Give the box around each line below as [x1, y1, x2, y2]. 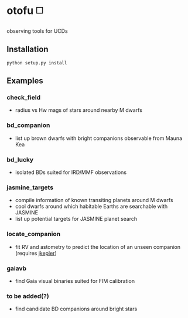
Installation [6, 45, 49, 54]
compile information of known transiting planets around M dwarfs [15, 197, 173, 204]
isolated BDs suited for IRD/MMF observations [15, 169, 127, 176]
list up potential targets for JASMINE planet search [15, 216, 138, 223]
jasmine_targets [6, 183, 54, 192]
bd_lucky [6, 155, 34, 163]
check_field [6, 94, 41, 102]
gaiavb [6, 264, 27, 272]
